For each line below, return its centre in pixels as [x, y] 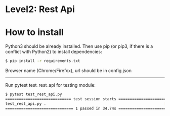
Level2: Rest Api [40, 9]
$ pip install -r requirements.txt [43, 61]
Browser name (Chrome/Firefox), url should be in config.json [68, 71]
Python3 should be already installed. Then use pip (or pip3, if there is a [79, 46]
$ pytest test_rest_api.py [34, 94]
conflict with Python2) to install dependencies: [54, 52]
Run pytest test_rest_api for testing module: [51, 85]
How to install [35, 33]
